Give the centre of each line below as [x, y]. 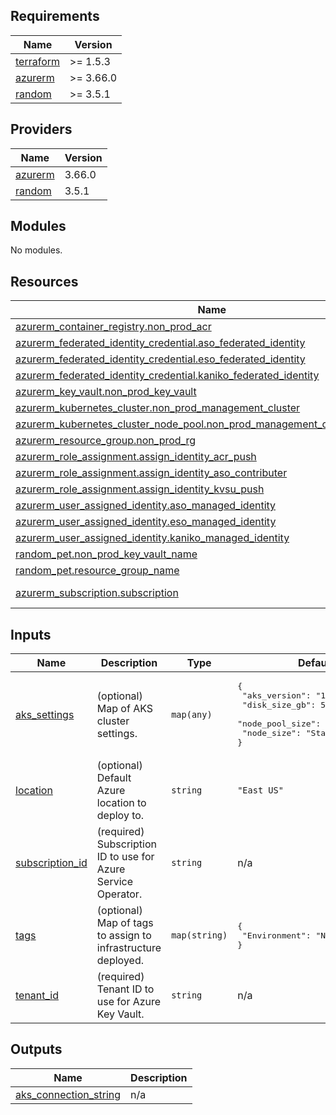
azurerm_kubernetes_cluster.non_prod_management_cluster [158, 408]
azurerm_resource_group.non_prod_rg [106, 441]
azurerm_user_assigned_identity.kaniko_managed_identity [152, 538]
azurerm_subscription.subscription [97, 593]
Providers [41, 129]
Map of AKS [125, 708]
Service [115, 882]
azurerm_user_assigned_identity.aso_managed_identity [146, 506]
